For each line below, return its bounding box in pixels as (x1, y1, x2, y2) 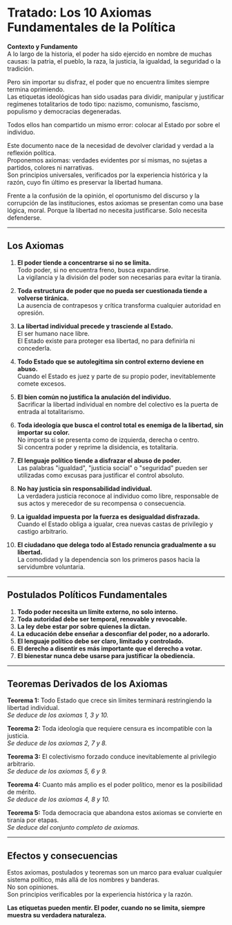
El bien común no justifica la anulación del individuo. (17, 393, 171, 401)
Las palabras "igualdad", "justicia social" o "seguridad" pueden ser (17, 463, 209, 471)
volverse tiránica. (17, 294, 69, 302)
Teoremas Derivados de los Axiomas (7, 678, 168, 689)
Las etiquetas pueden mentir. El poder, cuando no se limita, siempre (7, 904, 206, 912)
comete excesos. (17, 379, 66, 388)
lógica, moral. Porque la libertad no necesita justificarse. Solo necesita (7, 206, 208, 214)
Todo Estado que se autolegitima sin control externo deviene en (17, 357, 204, 366)
